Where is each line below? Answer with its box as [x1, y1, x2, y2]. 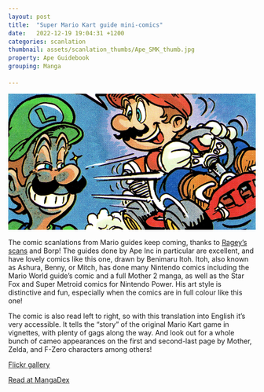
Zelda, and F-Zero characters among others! [8, 344, 152, 354]
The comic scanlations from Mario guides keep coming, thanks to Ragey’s [8, 237, 247, 247]
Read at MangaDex [8, 375, 70, 384]
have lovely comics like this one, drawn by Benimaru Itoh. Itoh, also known [8, 254, 249, 263]
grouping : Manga [8, 63, 61, 71]
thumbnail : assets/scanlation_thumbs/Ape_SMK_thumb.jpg [8, 46, 195, 54]
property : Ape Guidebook [8, 54, 90, 62]
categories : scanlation [8, 38, 86, 46]
